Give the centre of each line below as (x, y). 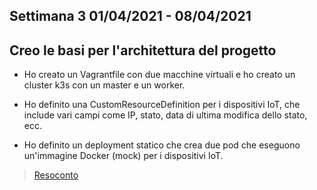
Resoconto (56, 175)
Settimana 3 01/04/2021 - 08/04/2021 (130, 16)
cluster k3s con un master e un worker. (104, 85)
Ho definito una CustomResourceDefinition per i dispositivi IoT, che (162, 105)
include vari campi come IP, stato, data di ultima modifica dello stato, (165, 115)
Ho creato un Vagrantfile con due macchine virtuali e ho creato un (159, 75)
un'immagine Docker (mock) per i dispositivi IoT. (123, 156)
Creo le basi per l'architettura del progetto (143, 50)
